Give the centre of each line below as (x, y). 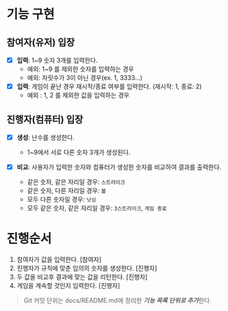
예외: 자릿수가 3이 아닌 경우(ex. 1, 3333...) (85, 78)
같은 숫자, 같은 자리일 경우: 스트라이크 (76, 182)
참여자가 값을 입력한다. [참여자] (59, 259)
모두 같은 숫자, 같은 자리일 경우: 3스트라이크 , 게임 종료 (97, 208)
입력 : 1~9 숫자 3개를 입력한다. (57, 60)
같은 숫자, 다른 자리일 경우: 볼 (66, 191)
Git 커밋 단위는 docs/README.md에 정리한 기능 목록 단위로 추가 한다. (117, 300)
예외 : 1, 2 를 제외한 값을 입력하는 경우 (78, 96)
